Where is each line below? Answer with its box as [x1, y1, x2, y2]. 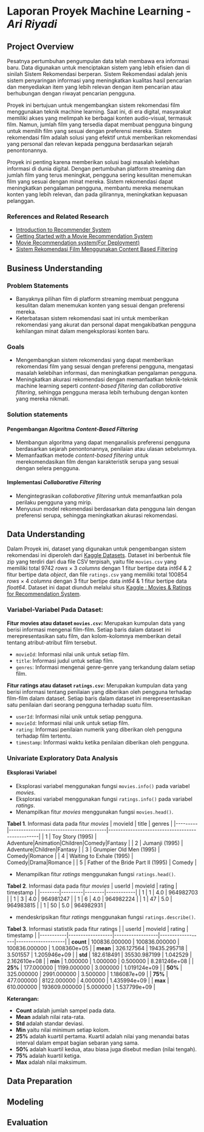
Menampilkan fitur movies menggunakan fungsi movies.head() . [15, 808, 174, 815]
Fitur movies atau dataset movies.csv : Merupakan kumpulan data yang [7, 619, 185, 626]
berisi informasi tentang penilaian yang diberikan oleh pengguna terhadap [7, 688, 192, 695]
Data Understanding [7, 529, 86, 539]
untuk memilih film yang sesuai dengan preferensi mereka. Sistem [7, 128, 172, 134]
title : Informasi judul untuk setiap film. [15, 657, 115, 664]
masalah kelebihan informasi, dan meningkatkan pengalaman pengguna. [15, 369, 197, 377]
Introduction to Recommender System [15, 226, 111, 233]
